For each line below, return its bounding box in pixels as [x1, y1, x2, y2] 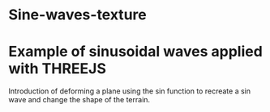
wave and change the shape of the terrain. [8, 95, 151, 105]
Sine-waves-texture [8, 6, 148, 24]
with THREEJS [8, 60, 107, 78]
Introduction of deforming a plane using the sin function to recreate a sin [8, 86, 251, 96]
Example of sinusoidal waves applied [8, 43, 264, 61]
